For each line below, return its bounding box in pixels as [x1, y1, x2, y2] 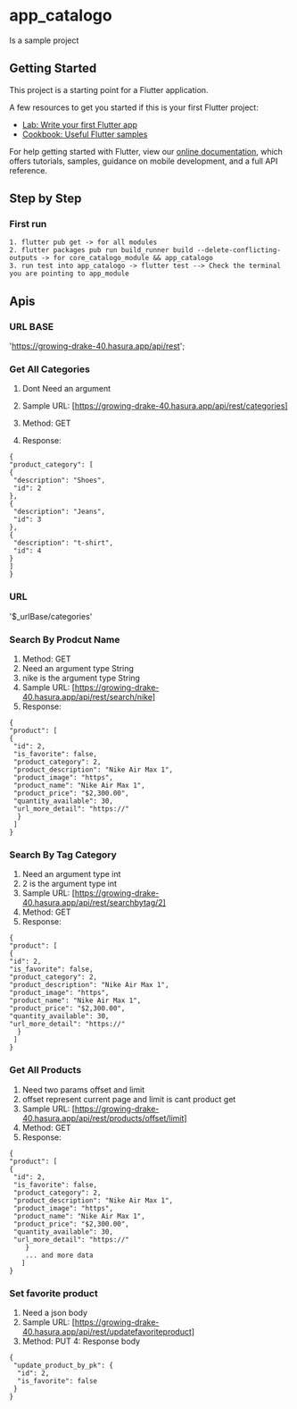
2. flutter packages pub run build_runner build [9, 246, 194, 255]
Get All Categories [9, 363, 91, 375]
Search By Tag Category [9, 848, 118, 861]
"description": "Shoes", [12, 476, 105, 485]
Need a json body [21, 1307, 87, 1318]
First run [9, 218, 47, 231]
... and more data [25, 1251, 94, 1260]
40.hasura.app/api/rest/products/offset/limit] [21, 1112, 187, 1123]
